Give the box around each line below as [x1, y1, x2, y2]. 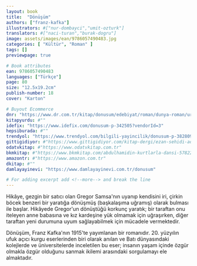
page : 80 [6, 79, 28, 85]
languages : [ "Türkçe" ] [6, 74, 62, 80]
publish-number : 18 [6, 90, 54, 96]
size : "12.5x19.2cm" [6, 85, 57, 91]
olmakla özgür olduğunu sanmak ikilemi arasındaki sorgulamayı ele [6, 248, 167, 255]
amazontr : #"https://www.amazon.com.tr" [6, 155, 107, 161]
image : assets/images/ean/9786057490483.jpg [6, 36, 117, 42]
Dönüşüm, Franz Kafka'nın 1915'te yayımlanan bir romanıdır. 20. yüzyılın [6, 230, 179, 237]
